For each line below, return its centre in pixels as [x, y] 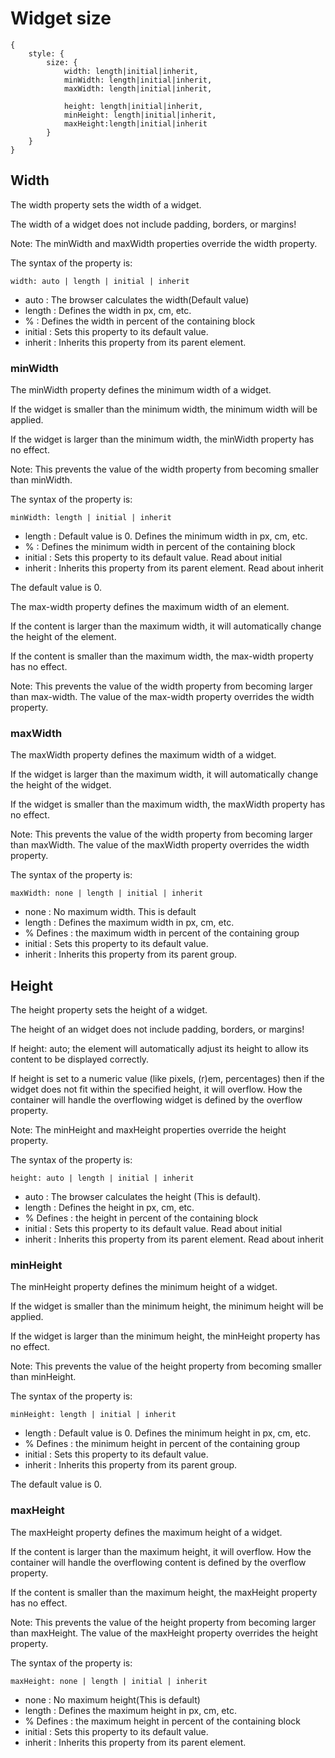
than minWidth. [41, 480]
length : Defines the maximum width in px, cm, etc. [129, 923]
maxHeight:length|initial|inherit [135, 123]
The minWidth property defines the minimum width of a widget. [141, 390]
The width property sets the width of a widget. [106, 204]
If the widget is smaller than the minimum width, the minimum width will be [164, 409]
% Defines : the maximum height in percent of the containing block [162, 1721]
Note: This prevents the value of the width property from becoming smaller [165, 469]
